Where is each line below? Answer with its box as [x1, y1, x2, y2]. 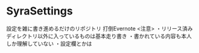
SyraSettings [6, 4, 74, 18]
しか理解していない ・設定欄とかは [6, 40, 92, 47]
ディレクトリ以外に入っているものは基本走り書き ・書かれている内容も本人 [6, 32, 192, 40]
